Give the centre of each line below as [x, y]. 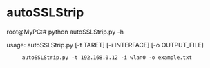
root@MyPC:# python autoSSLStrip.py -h [65, 32]
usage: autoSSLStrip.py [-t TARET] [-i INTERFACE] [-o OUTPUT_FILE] [105, 45]
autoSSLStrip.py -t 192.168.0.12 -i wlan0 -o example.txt [107, 57]
